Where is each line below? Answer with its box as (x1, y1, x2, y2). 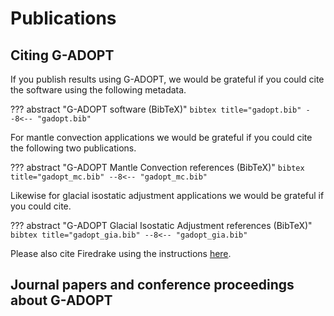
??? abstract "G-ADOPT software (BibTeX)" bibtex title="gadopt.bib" (10, 103, 302, 115)
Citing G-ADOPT (10, 47, 115, 64)
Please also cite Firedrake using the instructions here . (10, 248, 232, 259)
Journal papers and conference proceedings (10, 277, 295, 294)
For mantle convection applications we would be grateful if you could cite (10, 132, 313, 143)
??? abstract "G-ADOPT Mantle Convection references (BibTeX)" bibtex (10, 162, 305, 173)
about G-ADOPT (10, 292, 113, 309)
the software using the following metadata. (10, 84, 187, 96)
